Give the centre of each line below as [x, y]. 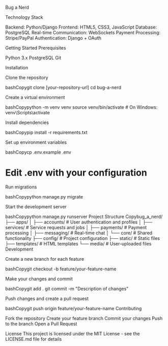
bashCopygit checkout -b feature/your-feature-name [61, 269]
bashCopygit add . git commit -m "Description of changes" [67, 288]
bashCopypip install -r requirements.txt [46, 132]
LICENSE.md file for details [34, 339]
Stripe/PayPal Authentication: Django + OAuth [53, 38]
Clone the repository [27, 78]
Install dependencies [27, 122]
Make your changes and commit [39, 279]
